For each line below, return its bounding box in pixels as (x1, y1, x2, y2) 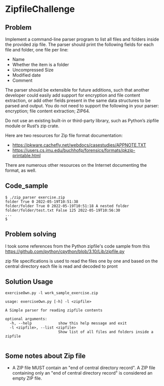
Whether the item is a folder (12, 62, 69, 67)
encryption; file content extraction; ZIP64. (5, 108, 90, 114)
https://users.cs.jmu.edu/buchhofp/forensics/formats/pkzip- (12, 147, 136, 153)
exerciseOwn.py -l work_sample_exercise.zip (5, 290, 98, 295)
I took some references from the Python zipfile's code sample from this (5, 243, 150, 249)
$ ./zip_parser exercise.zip (5, 194, 65, 200)
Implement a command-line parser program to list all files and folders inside (5, 36, 160, 42)
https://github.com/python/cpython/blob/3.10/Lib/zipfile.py (5, 248, 125, 254)
